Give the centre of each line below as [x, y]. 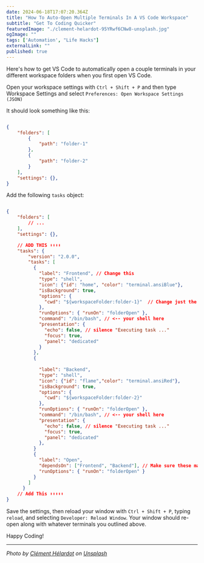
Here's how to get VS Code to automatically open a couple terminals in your [101, 69]
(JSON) [15, 99]
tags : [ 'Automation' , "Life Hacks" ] [53, 40]
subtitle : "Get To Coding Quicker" [51, 23]
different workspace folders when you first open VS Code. [79, 75]
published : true [27, 52]
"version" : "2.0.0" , [54, 257]
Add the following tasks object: [45, 195]
